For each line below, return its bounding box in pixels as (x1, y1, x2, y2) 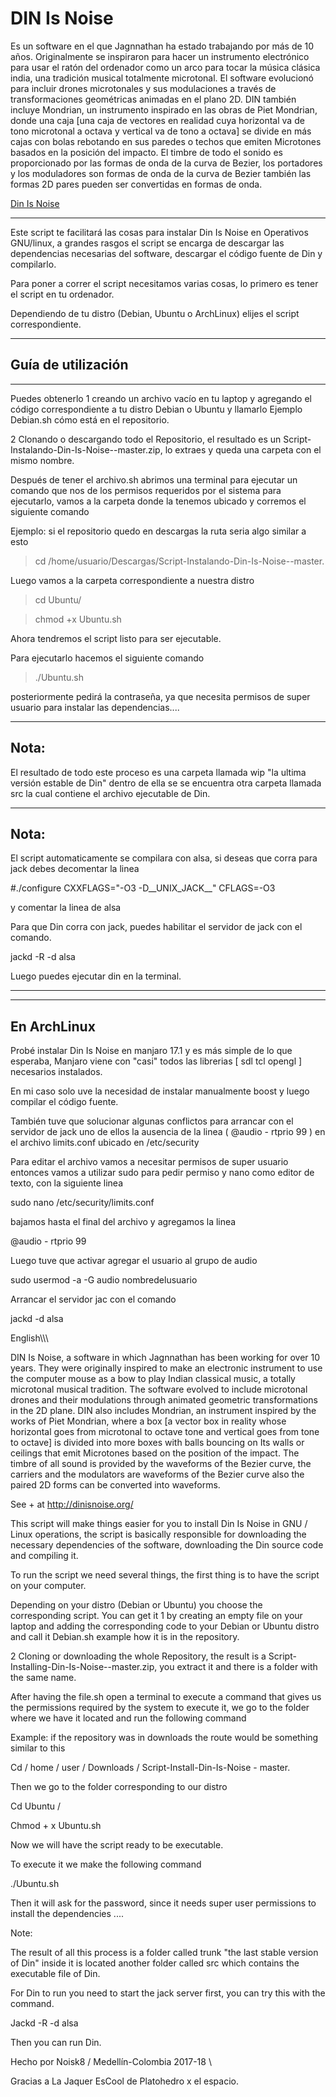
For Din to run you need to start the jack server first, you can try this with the (10, 1987, 326, 1999)
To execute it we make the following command (10, 1858, 202, 1871)
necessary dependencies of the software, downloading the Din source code (10, 1539, 324, 1551)
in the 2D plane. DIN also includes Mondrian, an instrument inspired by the (10, 1405, 317, 1417)
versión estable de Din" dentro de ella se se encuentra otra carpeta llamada (10, 777, 322, 789)
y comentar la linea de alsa (10, 902, 122, 914)
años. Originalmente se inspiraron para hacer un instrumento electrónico (10, 50, 310, 62)
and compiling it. (10, 1550, 79, 1562)
